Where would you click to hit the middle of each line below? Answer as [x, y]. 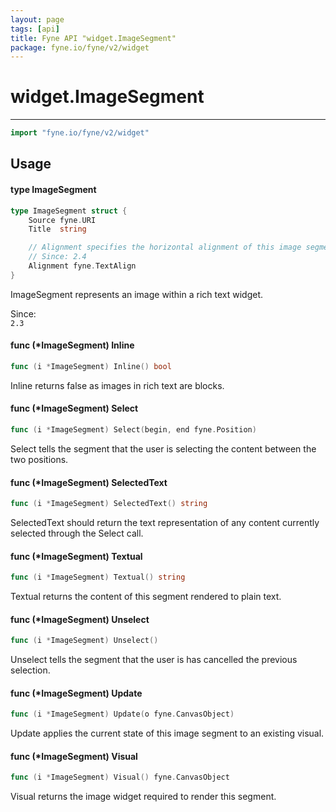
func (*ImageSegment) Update [76, 693]
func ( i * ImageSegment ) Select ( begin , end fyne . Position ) [133, 430]
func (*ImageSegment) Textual [76, 556]
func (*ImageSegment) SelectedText [89, 482]
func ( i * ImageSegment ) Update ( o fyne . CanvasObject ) [122, 714]
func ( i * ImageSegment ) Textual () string [98, 577]
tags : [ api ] [35, 29]
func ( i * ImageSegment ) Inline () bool [91, 366]
